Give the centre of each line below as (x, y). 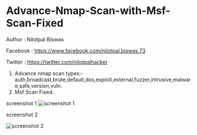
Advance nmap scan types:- (49, 73)
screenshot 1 (21, 103)
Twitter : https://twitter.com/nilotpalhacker (57, 62)
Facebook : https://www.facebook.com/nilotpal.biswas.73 (76, 50)
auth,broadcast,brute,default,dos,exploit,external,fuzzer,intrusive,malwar (103, 79)
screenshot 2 (22, 115)
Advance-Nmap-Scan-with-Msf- (89, 11)
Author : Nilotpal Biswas (35, 39)
